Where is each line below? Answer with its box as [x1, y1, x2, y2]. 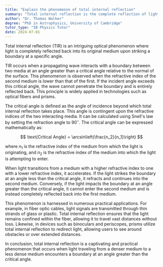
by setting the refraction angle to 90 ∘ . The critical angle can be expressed [5, 118, 153, 125]
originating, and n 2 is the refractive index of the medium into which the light [5, 150, 156, 157]
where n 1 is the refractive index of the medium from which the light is [5, 143, 143, 150]
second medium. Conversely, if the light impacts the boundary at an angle [5, 181, 153, 187]
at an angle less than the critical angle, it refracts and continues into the [5, 176, 148, 182]
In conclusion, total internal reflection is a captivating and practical [5, 241, 138, 247]
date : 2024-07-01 [5, 30, 40, 34]
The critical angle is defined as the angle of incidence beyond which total [5, 103, 152, 109]
